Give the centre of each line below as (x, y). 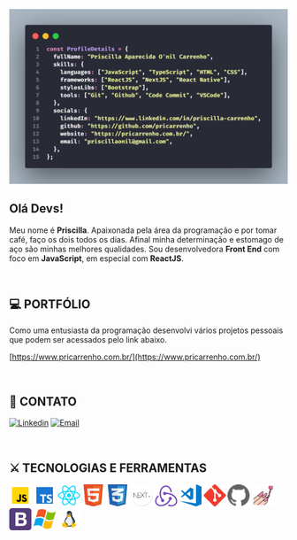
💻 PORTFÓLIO (50, 305)
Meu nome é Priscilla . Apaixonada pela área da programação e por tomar (143, 230)
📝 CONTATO (43, 401)
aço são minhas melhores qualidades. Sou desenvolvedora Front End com (145, 249)
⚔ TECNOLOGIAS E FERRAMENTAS (108, 468)
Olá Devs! (36, 208)
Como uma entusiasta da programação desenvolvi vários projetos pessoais (146, 330)
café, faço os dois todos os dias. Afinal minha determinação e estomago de (147, 239)
